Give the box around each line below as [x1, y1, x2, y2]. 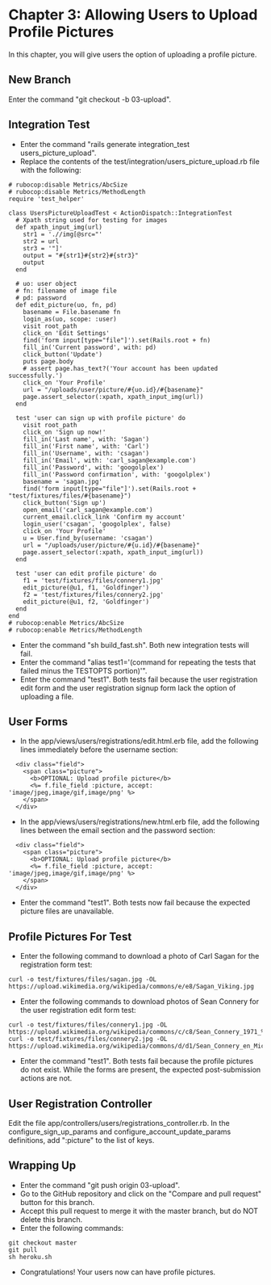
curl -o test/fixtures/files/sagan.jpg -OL [8, 976, 157, 984]
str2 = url [23, 237, 60, 246]
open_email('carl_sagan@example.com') [23, 506, 153, 514]
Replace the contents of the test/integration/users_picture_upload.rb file [19, 156, 260, 166]
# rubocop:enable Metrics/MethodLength [8, 626, 143, 634]
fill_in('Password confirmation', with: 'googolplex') [23, 470, 211, 478]
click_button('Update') [23, 350, 103, 359]
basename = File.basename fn [23, 308, 121, 316]
